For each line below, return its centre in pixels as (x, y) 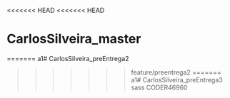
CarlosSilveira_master (74, 39)
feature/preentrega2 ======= (176, 72)
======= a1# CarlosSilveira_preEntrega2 (68, 58)
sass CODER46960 (159, 87)
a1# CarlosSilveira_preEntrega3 (177, 80)
